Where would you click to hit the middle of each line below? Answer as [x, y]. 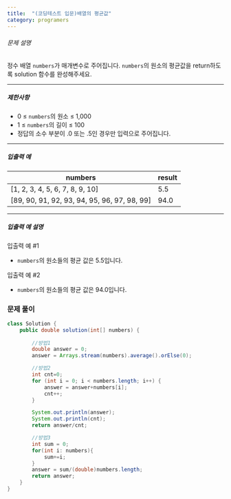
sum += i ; [55, 457]
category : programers [38, 20]
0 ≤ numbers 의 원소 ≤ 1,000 [54, 116]
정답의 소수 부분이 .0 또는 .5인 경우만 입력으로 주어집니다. [94, 133]
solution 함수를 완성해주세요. [53, 74]
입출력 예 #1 [23, 246]
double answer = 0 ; [60, 349]
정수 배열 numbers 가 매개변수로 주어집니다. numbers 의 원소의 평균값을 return [109, 65]
